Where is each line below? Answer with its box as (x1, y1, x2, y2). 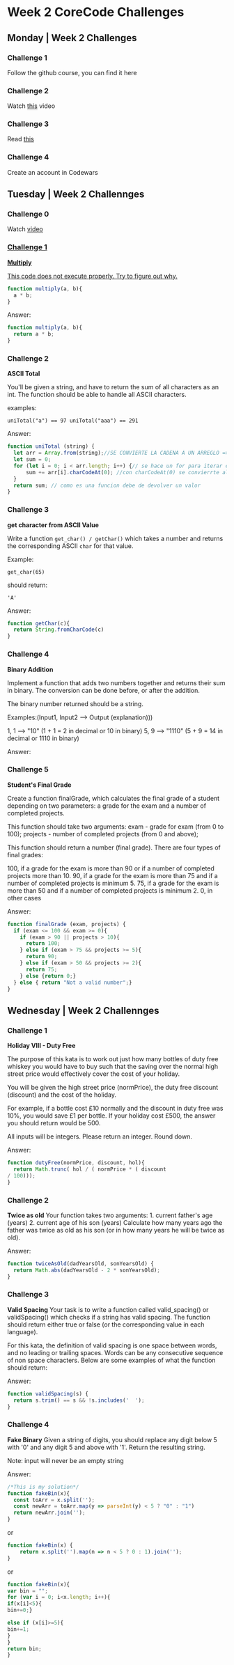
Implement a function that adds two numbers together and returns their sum (7, 678, 226, 687)
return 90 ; (25, 953, 58, 960)
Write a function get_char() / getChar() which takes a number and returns (7, 534, 224, 542)
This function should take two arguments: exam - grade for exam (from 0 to (7, 822, 224, 831)
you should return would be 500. (7, 1119, 101, 1127)
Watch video (7, 225, 43, 233)
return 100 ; (25, 940, 61, 947)
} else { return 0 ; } (19, 972, 77, 979)
